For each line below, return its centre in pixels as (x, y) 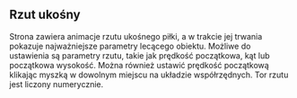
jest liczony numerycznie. (57, 84)
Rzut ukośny (45, 15)
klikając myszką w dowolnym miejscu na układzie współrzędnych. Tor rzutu (149, 75)
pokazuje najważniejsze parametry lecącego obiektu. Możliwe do (130, 46)
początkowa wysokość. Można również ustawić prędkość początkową (139, 65)
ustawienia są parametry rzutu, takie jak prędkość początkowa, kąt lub (140, 55)
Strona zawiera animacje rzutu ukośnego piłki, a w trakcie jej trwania (136, 36)
